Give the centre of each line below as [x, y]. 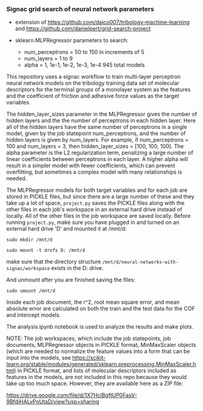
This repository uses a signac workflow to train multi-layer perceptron [93, 77]
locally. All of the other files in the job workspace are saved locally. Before [98, 216]
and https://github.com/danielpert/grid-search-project [83, 28]
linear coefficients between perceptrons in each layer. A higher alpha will [97, 159]
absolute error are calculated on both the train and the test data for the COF [101, 309]
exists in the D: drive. [78, 268]
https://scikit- [89, 358]
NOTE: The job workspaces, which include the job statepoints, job [89, 338]
